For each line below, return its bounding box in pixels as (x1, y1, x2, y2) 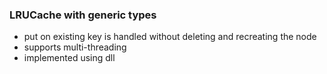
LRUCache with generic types (9, 8, 157, 22)
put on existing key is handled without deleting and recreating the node (23, 31, 317, 43)
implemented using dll (23, 52, 116, 64)
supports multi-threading (23, 41, 127, 53)
